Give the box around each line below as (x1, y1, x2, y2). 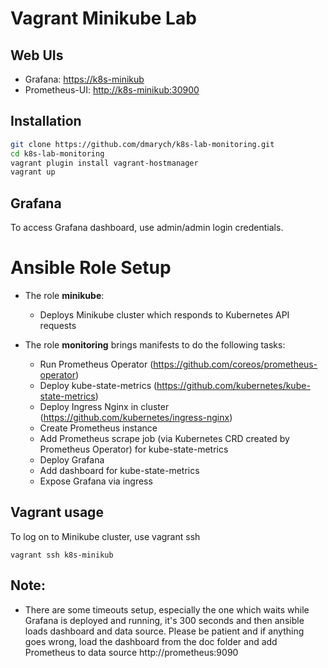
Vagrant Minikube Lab (10, 7, 197, 30)
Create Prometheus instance (39, 422, 158, 434)
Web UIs (10, 47, 64, 64)
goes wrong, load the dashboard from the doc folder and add (24, 635, 278, 647)
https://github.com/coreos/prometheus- (153, 358, 318, 371)
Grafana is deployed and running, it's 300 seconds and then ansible (24, 614, 305, 626)
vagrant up (10, 167, 56, 177)
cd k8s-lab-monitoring (10, 148, 105, 159)
